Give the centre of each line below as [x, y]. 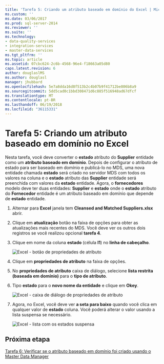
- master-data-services [29, 50]
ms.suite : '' [18, 32]
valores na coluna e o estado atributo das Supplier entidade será [71, 178]
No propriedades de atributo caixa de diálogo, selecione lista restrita [82, 270]
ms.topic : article [24, 59]
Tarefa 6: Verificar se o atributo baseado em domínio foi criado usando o [78, 351]
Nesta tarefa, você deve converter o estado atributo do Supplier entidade [79, 157]
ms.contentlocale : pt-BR [30, 100]
